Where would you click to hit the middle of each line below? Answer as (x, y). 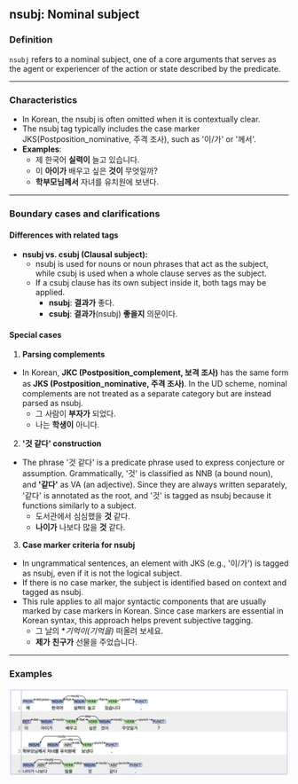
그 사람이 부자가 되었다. (76, 414)
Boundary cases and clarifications (85, 214)
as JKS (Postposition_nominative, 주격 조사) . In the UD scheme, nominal (155, 384)
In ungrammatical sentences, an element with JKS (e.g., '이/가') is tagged (155, 563)
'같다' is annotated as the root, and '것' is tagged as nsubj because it (146, 496)
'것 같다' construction (62, 443)
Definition (31, 40)
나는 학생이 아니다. (67, 425)
